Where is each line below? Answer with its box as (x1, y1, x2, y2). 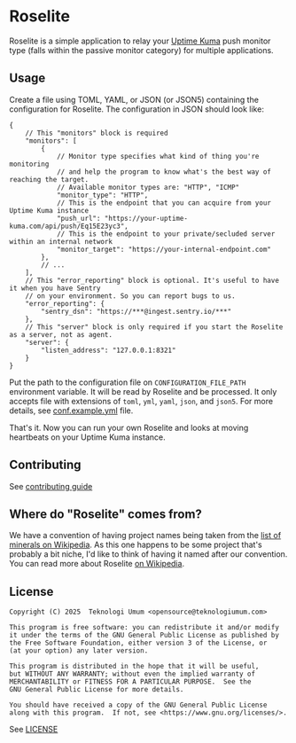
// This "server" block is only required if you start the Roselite (25, 322, 284, 332)
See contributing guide (9, 481, 93, 491)
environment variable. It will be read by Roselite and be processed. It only (9, 386, 277, 396)
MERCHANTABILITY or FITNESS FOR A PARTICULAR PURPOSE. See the (9, 677, 252, 686)
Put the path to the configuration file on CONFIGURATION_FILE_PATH (9, 377, 246, 387)
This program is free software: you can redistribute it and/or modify (9, 623, 279, 632)
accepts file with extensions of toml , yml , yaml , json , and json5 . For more (9, 395, 273, 406)
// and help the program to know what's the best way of (56, 167, 272, 176)
